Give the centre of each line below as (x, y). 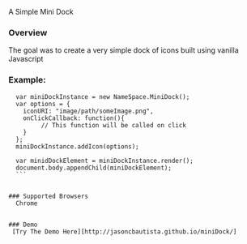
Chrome (27, 203)
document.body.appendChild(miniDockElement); (94, 168)
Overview (28, 32)
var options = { (43, 104)
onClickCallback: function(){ (74, 118)
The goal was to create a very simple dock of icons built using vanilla (123, 50)
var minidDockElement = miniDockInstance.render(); (105, 161)
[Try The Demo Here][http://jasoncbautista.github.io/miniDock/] (124, 231)
